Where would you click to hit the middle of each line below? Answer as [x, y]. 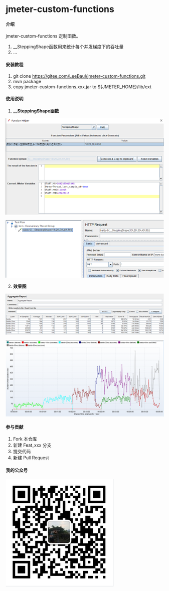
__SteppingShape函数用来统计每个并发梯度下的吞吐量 [68, 47]
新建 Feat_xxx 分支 [32, 445]
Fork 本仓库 [25, 439]
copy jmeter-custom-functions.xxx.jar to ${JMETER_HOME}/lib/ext [82, 87]
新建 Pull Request [31, 458]
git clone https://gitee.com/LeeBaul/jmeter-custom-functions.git [79, 76]
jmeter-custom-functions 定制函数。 [43, 36]
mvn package [27, 81]
